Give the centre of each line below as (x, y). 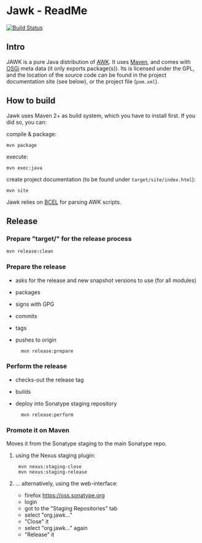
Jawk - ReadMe (47, 11)
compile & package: (31, 134)
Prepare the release (36, 267)
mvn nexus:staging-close (50, 467)
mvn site (17, 190)
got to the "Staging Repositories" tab (71, 509)
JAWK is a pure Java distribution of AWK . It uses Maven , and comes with (99, 61)
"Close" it (37, 522)
